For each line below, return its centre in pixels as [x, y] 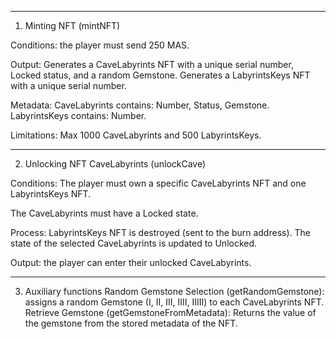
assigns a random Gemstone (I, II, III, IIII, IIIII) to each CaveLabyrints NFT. [174, 302]
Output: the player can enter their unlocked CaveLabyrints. [131, 262]
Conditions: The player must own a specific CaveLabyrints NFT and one [158, 183]
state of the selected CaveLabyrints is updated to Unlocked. [134, 243]
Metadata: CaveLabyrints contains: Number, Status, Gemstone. [140, 105]
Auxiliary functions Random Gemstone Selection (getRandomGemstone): [174, 291]
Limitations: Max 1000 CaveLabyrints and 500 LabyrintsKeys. [136, 135]
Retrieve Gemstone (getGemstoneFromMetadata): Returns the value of [170, 312]
